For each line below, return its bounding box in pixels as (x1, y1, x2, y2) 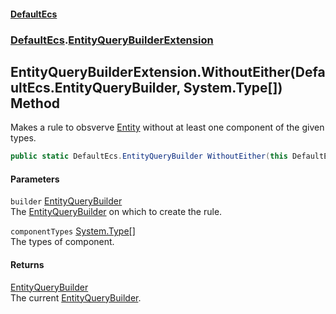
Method (10, 95, 61, 112)
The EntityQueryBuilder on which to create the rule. (10, 206, 223, 218)
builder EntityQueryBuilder (10, 195, 123, 207)
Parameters (10, 173, 60, 185)
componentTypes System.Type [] (10, 225, 136, 237)
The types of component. (10, 236, 115, 248)
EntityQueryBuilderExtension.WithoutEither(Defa (10, 63, 326, 80)
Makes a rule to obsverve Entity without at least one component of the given (10, 121, 325, 134)
